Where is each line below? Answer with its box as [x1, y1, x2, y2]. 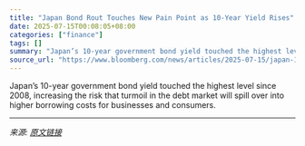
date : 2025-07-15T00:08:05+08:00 [9, 22, 136, 31]
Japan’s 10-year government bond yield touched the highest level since [9, 81, 277, 91]
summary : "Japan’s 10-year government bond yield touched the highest [9, 47, 282, 56]
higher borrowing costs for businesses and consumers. [9, 100, 216, 110]
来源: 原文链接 [9, 127, 62, 137]
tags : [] [9, 38, 43, 48]
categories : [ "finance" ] [9, 30, 103, 39]
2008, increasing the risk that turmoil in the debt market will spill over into [9, 90, 284, 101]
